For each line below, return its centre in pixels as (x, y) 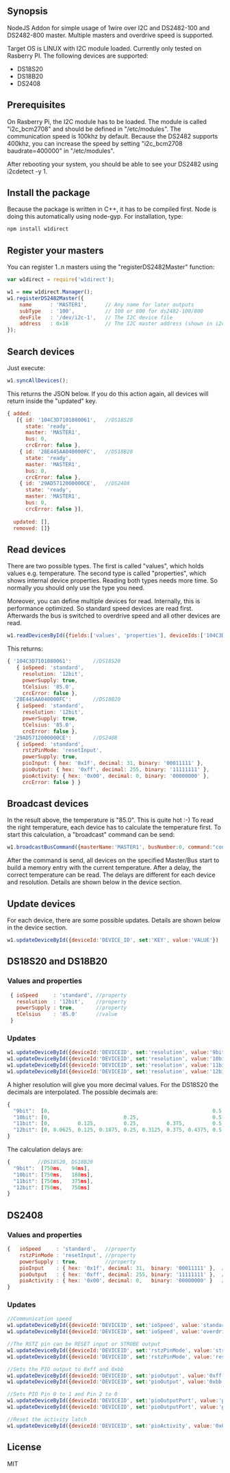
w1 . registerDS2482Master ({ (46, 298)
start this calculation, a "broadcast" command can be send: (91, 835)
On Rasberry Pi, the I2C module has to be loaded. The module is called (107, 121)
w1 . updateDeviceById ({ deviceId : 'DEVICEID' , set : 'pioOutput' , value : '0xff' (116, 1376)
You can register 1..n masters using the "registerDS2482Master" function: (111, 267)
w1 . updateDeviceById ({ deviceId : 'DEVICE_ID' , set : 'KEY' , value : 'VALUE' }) (113, 940)
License (24, 1447)
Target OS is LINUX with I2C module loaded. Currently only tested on (104, 48)
